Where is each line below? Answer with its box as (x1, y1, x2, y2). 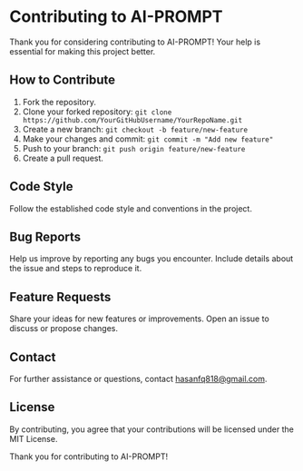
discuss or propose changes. (9, 323, 118, 334)
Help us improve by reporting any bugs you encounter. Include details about (9, 253, 294, 264)
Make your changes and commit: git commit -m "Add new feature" (22, 133, 274, 144)
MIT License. (9, 433, 58, 444)
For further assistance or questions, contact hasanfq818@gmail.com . (9, 374, 268, 384)
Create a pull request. (22, 152, 104, 163)
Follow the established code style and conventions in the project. (9, 202, 252, 214)
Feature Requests (9, 289, 112, 305)
